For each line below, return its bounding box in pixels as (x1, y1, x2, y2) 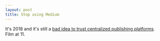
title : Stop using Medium (5, 12, 59, 17)
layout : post (5, 7, 33, 12)
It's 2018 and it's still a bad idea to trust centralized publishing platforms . (5, 25, 155, 31)
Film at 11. (5, 31, 26, 37)
